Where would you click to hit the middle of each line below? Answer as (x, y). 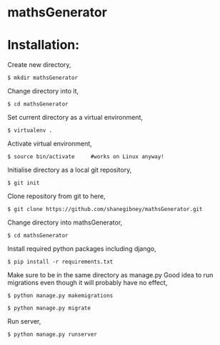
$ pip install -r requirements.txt (60, 262)
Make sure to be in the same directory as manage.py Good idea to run (110, 275)
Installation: (44, 45)
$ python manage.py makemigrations (60, 296)
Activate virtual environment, (50, 144)
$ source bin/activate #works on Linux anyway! (86, 157)
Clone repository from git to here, (56, 196)
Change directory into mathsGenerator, (65, 222)
